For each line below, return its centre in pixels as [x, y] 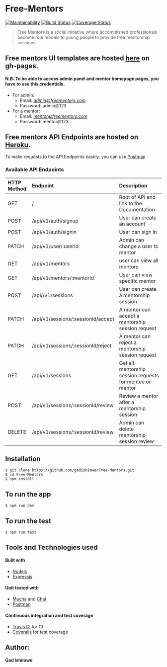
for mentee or [135, 382]
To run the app [28, 494]
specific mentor [137, 281]
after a [126, 402]
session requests [139, 375]
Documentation [137, 209]
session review [136, 441]
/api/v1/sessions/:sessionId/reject [72, 345]
